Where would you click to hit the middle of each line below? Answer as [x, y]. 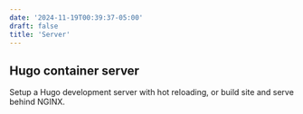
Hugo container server [75, 70]
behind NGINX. [38, 102]
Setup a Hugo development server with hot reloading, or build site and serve [151, 92]
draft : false [34, 26]
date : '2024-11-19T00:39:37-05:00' [76, 18]
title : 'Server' [40, 34]
